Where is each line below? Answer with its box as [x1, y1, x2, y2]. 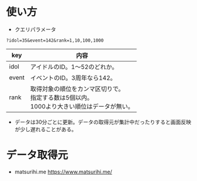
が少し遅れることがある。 [14, 125, 77, 132]
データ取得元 [6, 149, 69, 162]
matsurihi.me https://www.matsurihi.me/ [14, 168, 113, 175]
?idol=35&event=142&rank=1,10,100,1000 [6, 37, 104, 43]
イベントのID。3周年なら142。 [30, 74, 116, 82]
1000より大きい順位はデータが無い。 [30, 102, 134, 110]
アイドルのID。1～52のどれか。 [30, 63, 118, 71]
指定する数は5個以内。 [30, 93, 94, 101]
